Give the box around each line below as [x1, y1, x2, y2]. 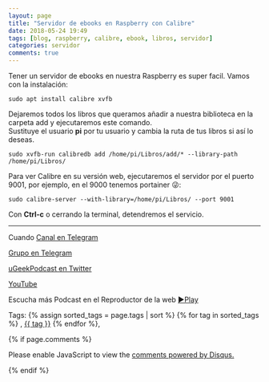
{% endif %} [8, 366, 50, 375]
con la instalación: [8, 79, 68, 89]
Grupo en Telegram [8, 248, 72, 258]
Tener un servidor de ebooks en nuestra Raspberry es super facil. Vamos [8, 71, 250, 80]
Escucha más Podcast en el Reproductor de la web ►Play [8, 295, 199, 304]
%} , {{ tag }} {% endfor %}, [8, 319, 101, 328]
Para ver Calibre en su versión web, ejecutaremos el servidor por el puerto [8, 172, 255, 181]
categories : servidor [8, 42, 81, 50]
